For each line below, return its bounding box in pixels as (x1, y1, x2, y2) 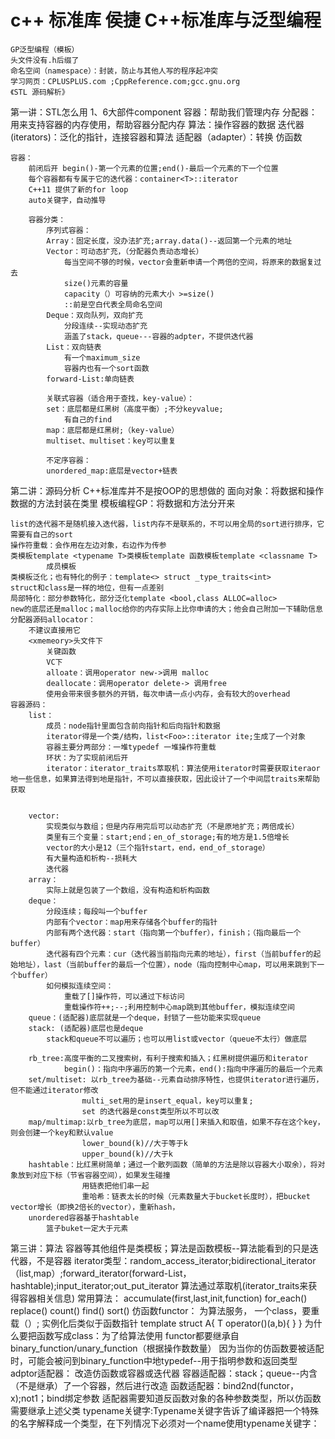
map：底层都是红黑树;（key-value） (46, 425, 180, 435)
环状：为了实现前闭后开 (46, 752, 129, 763)
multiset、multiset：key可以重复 (46, 436, 177, 446)
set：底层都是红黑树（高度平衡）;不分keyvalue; (46, 404, 224, 414)
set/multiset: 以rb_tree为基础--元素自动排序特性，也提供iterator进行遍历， (28, 1074, 324, 1085)
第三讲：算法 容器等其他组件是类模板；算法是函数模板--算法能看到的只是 (10, 1242, 310, 1254)
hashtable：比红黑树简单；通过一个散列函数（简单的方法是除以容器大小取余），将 (28, 1159, 318, 1170)
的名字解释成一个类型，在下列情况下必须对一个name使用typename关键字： (10, 1417, 320, 1429)
